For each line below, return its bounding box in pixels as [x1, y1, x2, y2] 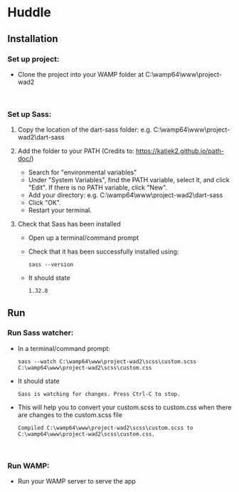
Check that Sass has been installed [17, 220, 121, 229]
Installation [7, 33, 58, 45]
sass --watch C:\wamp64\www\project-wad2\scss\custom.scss [17, 357, 197, 365]
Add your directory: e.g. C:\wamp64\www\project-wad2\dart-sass [28, 191, 223, 199]
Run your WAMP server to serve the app [17, 477, 137, 486]
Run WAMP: [7, 461, 50, 471]
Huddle [7, 4, 51, 21]
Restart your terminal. [28, 206, 92, 214]
